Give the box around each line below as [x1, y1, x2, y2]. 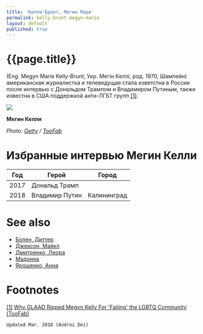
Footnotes [6, 283, 59, 297]
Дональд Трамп [31, 181, 79, 190]
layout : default [6, 20, 48, 26]
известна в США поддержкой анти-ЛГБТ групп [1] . [6, 92, 139, 100]
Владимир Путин [31, 191, 83, 199]
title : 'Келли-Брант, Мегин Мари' [6, 9, 95, 15]
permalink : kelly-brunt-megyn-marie [6, 15, 100, 21]
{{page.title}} [6, 53, 76, 66]
